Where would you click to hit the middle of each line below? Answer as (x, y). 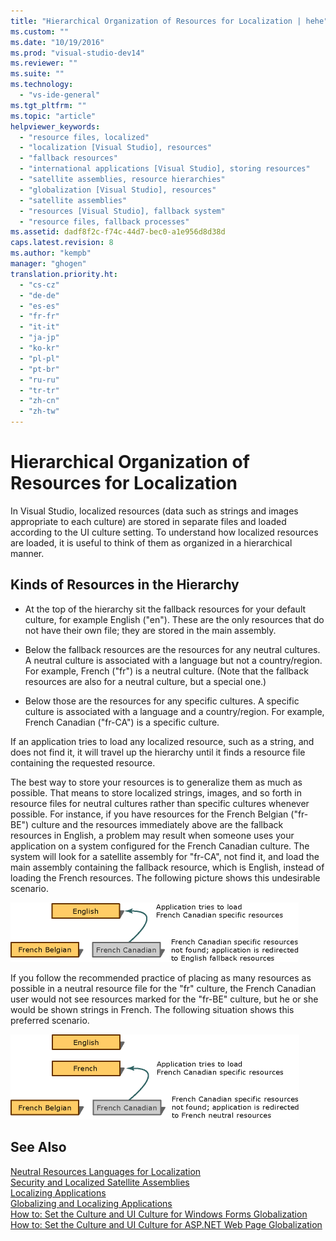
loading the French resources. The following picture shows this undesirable (165, 877)
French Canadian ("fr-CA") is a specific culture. (122, 722)
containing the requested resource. (83, 762)
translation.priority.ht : (64, 274)
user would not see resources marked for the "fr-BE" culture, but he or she (164, 999)
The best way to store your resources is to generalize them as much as (156, 782)
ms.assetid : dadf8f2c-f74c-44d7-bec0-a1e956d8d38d (118, 232)
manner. (27, 553)
